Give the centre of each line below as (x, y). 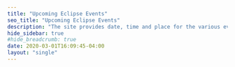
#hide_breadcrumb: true (42, 40)
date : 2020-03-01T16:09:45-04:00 (56, 46)
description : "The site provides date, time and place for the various (114, 27)
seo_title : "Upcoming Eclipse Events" (64, 20)
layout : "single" (33, 53)
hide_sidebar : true (36, 33)
